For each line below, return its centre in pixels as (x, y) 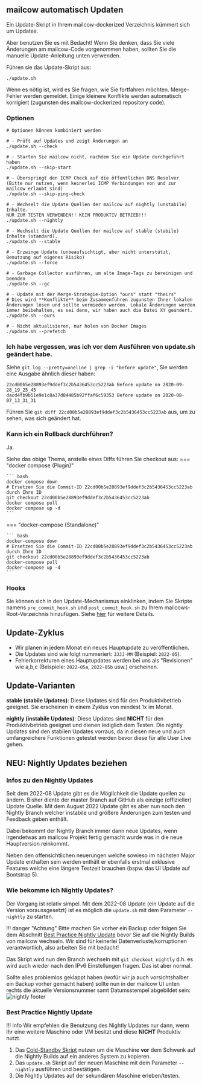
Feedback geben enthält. (37, 819)
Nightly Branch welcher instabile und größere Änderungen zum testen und (99, 813)
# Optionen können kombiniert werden (54, 131)
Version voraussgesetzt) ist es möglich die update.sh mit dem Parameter (96, 910)
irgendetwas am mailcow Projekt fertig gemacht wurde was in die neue (94, 837)
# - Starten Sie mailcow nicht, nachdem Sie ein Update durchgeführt (96, 157)
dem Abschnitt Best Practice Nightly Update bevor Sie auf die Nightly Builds (100, 934)
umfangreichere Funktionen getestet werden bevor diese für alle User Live (99, 737)
